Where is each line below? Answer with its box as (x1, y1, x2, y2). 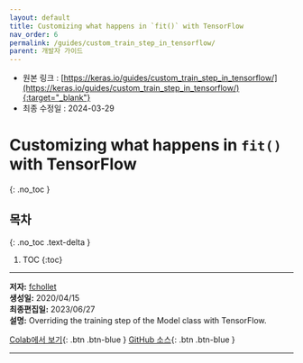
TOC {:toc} (22, 254, 63, 265)
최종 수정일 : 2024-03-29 (22, 103, 115, 113)
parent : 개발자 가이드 (9, 47, 84, 56)
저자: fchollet (9, 281, 57, 292)
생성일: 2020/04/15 (9, 292, 79, 303)
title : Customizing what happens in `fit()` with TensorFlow (9, 22, 244, 31)
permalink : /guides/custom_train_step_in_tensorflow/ (9, 38, 216, 48)
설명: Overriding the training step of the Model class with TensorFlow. (9, 314, 267, 325)
